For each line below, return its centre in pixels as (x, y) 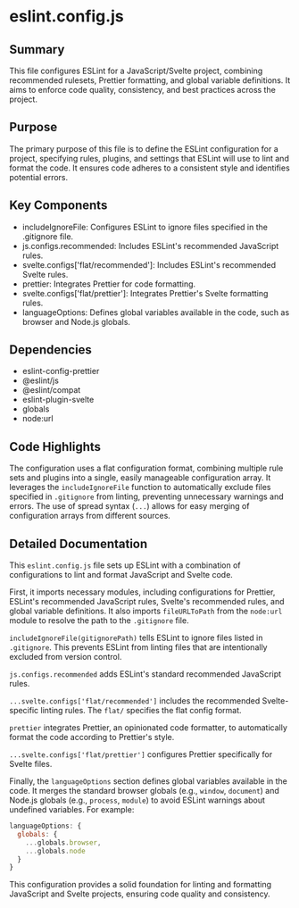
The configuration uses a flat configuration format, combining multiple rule (146, 468)
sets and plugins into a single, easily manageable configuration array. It (140, 478)
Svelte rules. (45, 274)
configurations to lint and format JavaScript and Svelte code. (121, 575)
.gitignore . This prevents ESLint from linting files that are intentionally (138, 647)
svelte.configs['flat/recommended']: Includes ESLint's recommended (149, 264)
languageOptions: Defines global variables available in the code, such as (156, 312)
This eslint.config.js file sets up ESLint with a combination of (125, 565)
